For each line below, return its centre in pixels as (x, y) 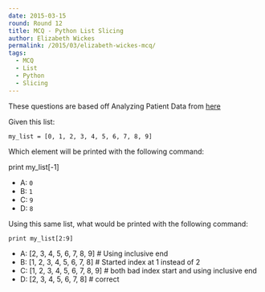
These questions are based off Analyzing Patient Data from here (114, 106)
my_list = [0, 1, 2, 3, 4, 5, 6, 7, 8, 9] (80, 136)
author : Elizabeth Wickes (51, 38)
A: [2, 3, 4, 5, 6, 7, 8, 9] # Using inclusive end (94, 253)
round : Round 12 (35, 23)
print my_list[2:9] (41, 238)
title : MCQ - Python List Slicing (66, 31)
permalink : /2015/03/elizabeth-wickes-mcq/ (82, 46)
